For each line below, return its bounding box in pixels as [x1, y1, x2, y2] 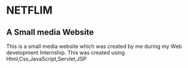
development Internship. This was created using [6, 49, 125, 56]
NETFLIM [6, 4, 53, 17]
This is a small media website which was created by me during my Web [6, 43, 183, 50]
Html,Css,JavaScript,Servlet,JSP [6, 56, 87, 62]
